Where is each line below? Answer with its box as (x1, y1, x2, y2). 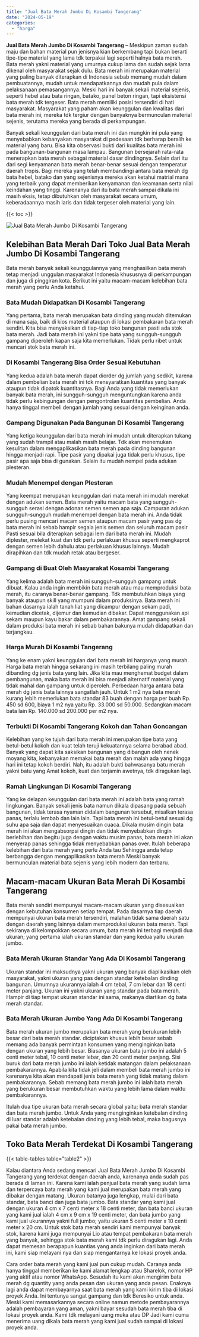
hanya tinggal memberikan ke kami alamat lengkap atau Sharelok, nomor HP (6, 1267, 193, 1274)
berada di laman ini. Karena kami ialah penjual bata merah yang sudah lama (6, 1179, 191, 1186)
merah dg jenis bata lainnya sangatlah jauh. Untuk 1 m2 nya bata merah (6, 688, 181, 695)
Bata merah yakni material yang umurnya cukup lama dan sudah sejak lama (6, 61, 191, 68)
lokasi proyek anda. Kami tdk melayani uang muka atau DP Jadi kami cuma (6, 1311, 189, 1318)
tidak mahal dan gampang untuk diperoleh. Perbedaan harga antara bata (6, 682, 184, 689)
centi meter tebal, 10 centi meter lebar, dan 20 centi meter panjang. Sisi (6, 1053, 181, 1060)
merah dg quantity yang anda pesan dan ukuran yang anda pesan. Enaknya (6, 1279, 191, 1286)
